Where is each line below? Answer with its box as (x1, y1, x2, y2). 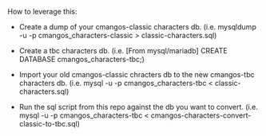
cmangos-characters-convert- (150, 111, 252, 120)
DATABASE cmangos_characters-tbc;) (18, 55, 145, 64)
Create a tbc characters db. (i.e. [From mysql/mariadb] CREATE (18, 46, 228, 55)
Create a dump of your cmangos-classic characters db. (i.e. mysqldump (18, 22, 256, 31)
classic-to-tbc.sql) (18, 119, 81, 128)
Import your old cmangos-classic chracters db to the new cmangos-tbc (18, 70, 255, 79)
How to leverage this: (7, 7, 77, 16)
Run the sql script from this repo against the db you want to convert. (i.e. (18, 103, 259, 111)
